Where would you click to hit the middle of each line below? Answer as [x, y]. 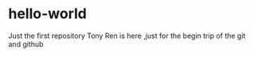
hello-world [48, 14]
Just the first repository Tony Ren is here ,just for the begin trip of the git [127, 36]
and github [26, 44]
